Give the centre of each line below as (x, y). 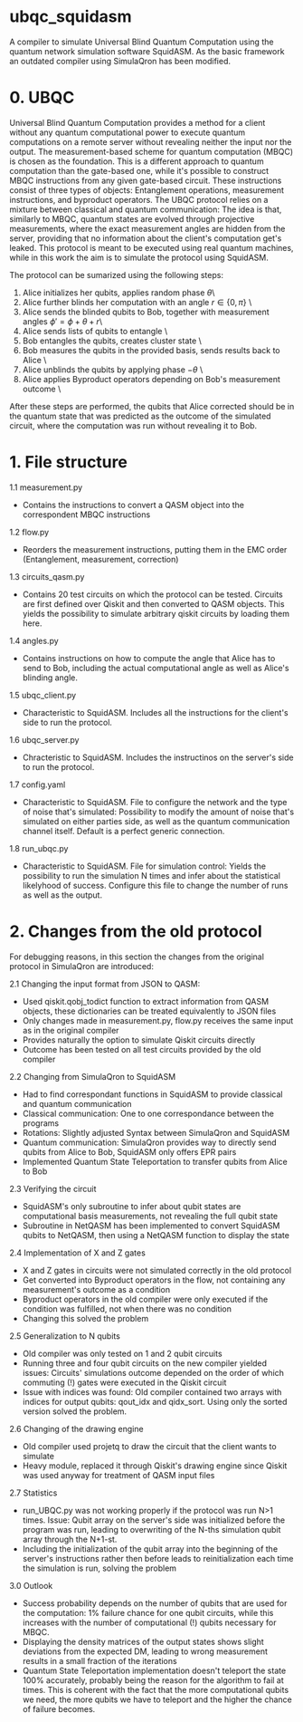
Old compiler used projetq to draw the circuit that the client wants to (150, 1446)
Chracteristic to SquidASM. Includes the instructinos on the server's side (158, 757)
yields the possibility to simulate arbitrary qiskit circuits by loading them (156, 613)
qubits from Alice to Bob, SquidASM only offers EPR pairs (129, 1151)
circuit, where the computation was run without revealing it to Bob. (133, 425)
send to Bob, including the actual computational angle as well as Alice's (156, 668)
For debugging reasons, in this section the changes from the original (137, 957)
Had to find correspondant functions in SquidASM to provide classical (152, 1094)
